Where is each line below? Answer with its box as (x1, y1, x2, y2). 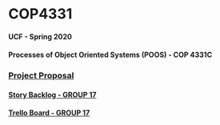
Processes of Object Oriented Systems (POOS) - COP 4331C (8, 50, 213, 60)
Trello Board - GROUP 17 (8, 108, 90, 118)
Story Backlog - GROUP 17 (8, 90, 97, 99)
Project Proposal (8, 70, 74, 81)
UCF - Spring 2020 (8, 31, 72, 41)
